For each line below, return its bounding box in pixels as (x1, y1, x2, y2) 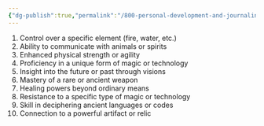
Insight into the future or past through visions (19, 66, 167, 76)
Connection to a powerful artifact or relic (19, 108, 152, 118)
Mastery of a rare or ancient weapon (19, 75, 138, 84)
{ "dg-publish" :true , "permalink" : (8, 11, 118, 20)
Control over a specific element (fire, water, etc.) (19, 33, 177, 43)
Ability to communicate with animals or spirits (19, 41, 167, 51)
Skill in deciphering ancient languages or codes (19, 100, 174, 109)
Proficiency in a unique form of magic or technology (19, 58, 189, 68)
